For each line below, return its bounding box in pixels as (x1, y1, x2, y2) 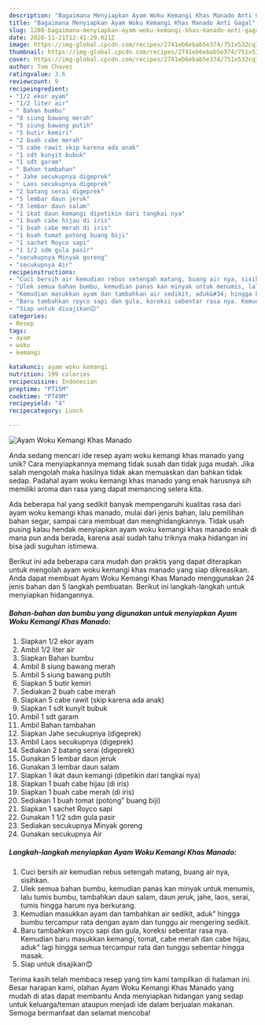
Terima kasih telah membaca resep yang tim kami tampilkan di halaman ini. (9, 975, 252, 984)
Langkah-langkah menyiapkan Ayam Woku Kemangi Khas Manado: (9, 847, 237, 856)
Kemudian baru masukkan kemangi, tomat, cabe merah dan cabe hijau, (20, 934, 251, 943)
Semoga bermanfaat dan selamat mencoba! (9, 1008, 151, 1017)
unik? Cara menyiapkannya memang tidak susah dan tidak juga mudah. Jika (9, 459, 255, 468)
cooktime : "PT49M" (9, 392, 69, 401)
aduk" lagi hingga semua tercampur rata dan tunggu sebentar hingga (20, 942, 245, 952)
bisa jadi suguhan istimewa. (9, 542, 99, 550)
